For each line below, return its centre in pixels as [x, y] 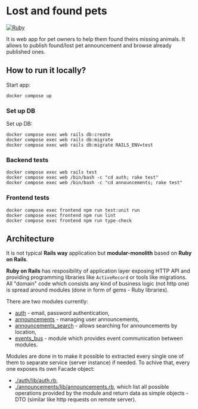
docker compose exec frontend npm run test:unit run [73, 210]
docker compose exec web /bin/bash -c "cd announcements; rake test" [95, 183]
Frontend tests [28, 198]
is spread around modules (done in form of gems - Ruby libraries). [87, 290]
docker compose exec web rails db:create [58, 135]
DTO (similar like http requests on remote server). [75, 399]
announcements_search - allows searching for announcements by [96, 326]
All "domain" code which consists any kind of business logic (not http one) [98, 284]
